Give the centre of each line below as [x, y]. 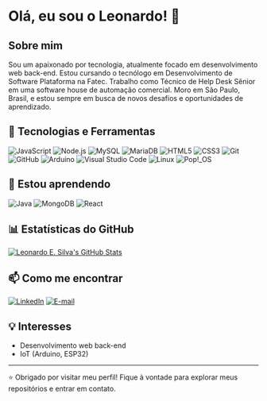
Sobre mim [36, 46]
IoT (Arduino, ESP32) [54, 354]
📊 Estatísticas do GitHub [71, 229]
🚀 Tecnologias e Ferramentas [82, 131]
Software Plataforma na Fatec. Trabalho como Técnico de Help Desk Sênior [132, 81]
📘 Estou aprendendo [60, 185]
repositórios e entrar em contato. [62, 389]
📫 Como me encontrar [66, 278]
